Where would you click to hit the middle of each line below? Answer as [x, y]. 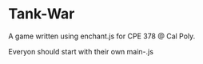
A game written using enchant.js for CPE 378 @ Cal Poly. [102, 36]
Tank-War [42, 14]
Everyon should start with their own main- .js [81, 51]
